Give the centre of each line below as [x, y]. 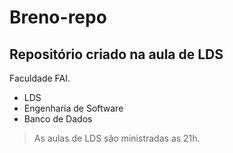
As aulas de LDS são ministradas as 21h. [117, 138]
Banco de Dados [58, 119]
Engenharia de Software [73, 108]
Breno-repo [58, 17]
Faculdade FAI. [40, 78]
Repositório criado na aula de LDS [116, 54]
